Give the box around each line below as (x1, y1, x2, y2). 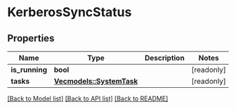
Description (144, 53, 185, 63)
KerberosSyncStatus (7, 4, 132, 20)
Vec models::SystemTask (53, 77, 138, 86)
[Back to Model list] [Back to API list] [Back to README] (7, 94, 169, 103)
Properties (7, 32, 55, 44)
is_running (11, 65, 48, 75)
